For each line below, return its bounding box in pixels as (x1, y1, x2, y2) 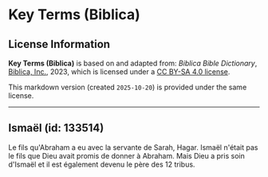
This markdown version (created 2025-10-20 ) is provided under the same (8, 82, 247, 92)
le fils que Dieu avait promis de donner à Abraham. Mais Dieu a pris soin (8, 151, 245, 160)
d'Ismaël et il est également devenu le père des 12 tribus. (8, 159, 195, 169)
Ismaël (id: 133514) (8, 121, 104, 135)
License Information (8, 37, 110, 51)
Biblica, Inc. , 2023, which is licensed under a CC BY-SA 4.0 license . (8, 67, 231, 77)
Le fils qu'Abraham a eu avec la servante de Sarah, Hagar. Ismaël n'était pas (8, 142, 258, 152)
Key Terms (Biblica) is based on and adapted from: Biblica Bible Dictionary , (8, 58, 258, 68)
